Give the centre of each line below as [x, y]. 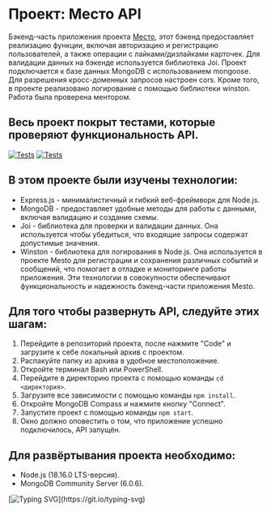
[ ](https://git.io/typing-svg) [77, 499]
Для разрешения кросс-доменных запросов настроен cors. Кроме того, [134, 80]
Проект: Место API [75, 14]
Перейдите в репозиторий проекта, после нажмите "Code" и [126, 344]
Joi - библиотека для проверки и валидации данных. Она [119, 226]
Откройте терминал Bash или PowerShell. [91, 369]
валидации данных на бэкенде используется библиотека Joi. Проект [127, 62]
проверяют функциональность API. [104, 135]
